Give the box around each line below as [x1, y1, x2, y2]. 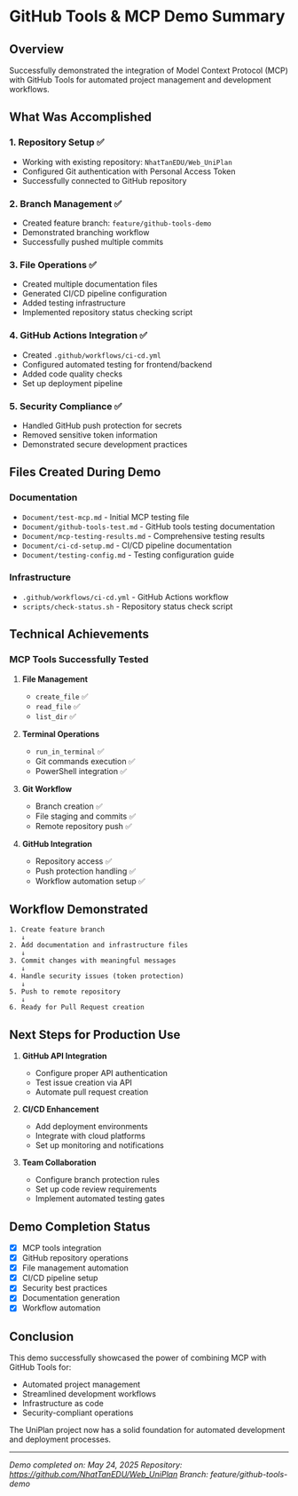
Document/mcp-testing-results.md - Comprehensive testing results [21, 530, 265, 541]
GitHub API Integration [21, 1050, 108, 1062]
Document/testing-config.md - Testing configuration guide [21, 549, 235, 560]
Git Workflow [21, 783, 73, 794]
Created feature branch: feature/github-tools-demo [21, 218, 212, 228]
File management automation [21, 1262, 129, 1273]
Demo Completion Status [9, 1219, 151, 1234]
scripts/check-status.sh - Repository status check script [21, 601, 233, 612]
